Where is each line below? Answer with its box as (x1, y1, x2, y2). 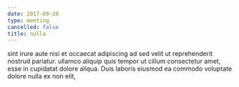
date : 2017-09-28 (7, 10, 59, 18)
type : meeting (7, 17, 50, 24)
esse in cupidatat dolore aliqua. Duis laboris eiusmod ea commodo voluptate (7, 64, 233, 73)
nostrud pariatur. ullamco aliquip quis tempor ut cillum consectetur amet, (7, 57, 221, 66)
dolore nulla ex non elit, (7, 72, 76, 81)
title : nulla (7, 30, 46, 37)
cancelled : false (7, 23, 59, 30)
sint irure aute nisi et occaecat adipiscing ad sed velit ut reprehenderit (7, 50, 213, 58)
